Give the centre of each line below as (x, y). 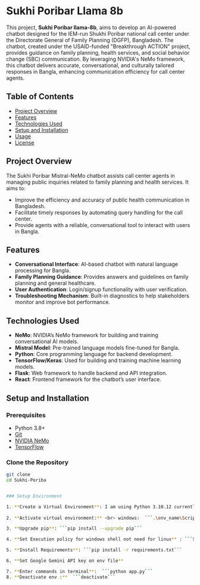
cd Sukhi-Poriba (26, 480)
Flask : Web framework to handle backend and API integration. (91, 373)
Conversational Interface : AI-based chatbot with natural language (96, 264)
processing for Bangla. (43, 271)
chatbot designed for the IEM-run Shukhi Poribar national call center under (98, 33)
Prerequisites (26, 415)
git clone (18, 475)
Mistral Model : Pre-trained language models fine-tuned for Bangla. (97, 348)
